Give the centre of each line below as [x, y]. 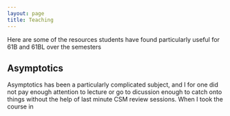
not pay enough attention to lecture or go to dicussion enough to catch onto [115, 92]
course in [21, 106]
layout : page [26, 13]
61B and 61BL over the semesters [54, 47]
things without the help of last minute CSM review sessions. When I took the [115, 100]
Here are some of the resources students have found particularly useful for [114, 39]
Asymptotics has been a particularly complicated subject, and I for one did [113, 85]
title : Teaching [30, 20]
